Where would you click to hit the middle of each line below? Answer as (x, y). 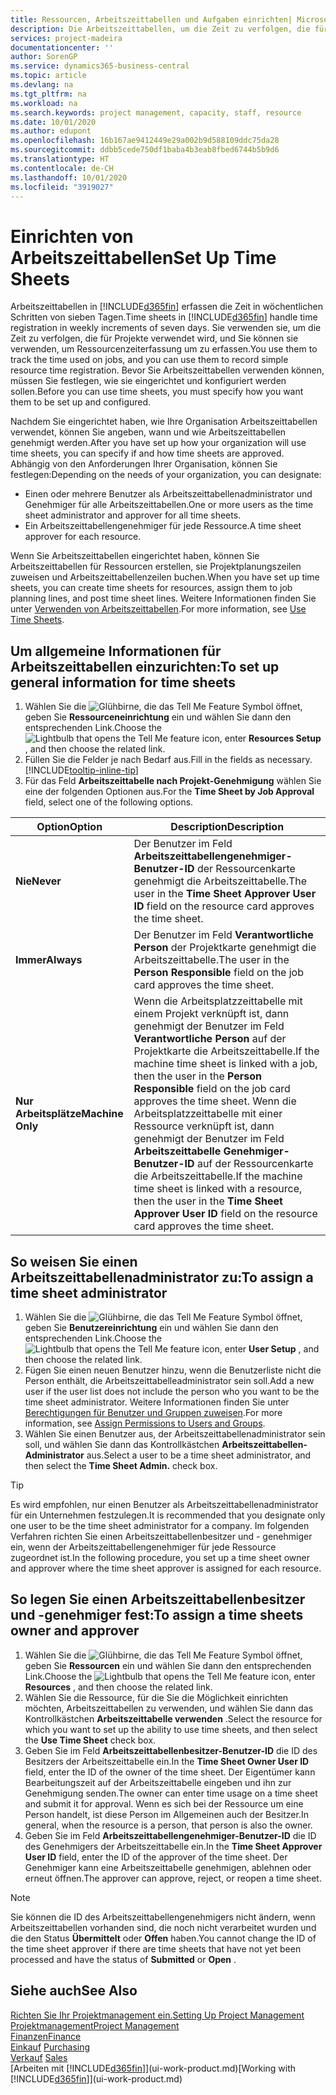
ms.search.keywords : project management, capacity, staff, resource (156, 112)
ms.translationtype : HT (60, 159)
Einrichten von (72, 236)
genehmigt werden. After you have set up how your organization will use (158, 443)
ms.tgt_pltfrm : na (48, 94)
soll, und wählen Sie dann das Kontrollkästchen (122, 1444)
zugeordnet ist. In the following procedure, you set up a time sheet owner (160, 1557)
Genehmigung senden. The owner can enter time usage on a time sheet (171, 1793)
